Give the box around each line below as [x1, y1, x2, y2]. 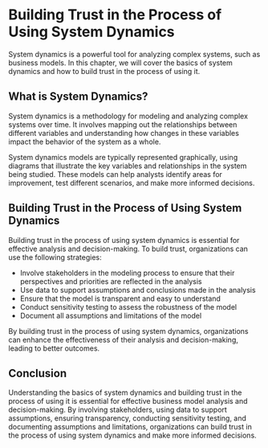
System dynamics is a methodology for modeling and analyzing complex [8, 111, 249, 121]
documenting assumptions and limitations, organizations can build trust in [8, 422, 253, 432]
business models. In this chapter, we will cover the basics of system [8, 58, 233, 68]
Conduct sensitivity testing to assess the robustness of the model [19, 302, 238, 311]
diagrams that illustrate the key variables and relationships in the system [8, 161, 247, 171]
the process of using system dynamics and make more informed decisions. [8, 430, 257, 440]
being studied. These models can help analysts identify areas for [8, 169, 223, 179]
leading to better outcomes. [8, 343, 100, 353]
